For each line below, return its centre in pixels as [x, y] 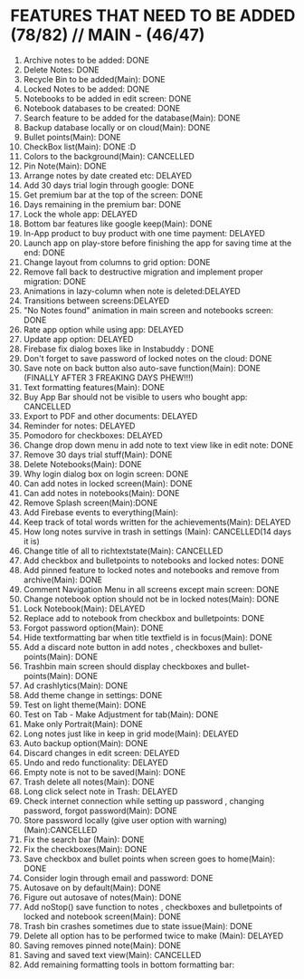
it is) [31, 541]
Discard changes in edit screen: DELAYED [101, 753]
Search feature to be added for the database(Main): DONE [132, 118]
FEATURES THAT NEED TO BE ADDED [153, 16]
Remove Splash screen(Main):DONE [90, 503]
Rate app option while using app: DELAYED [104, 329]
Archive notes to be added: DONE [86, 60]
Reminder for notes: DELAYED [79, 426]
